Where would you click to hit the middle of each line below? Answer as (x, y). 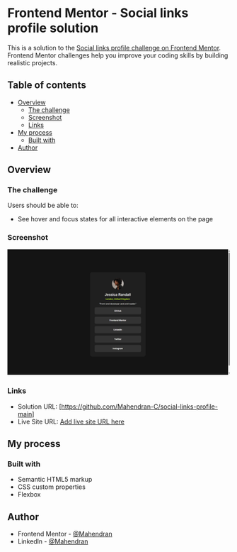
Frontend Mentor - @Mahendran (65, 534)
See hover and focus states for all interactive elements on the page (115, 219)
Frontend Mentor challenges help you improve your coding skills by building (118, 55)
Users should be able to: (43, 205)
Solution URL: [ (39, 407)
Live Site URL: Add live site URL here (71, 421)
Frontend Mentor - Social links (98, 13)
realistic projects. (33, 62)
